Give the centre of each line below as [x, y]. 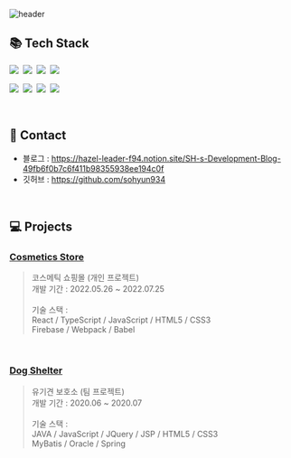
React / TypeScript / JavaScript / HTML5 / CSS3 [121, 320]
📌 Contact [38, 136]
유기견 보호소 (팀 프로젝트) [78, 391]
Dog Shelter [36, 370]
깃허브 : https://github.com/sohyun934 [94, 179]
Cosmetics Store [47, 257]
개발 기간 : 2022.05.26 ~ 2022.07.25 [98, 289]
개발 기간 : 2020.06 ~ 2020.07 [87, 403]
